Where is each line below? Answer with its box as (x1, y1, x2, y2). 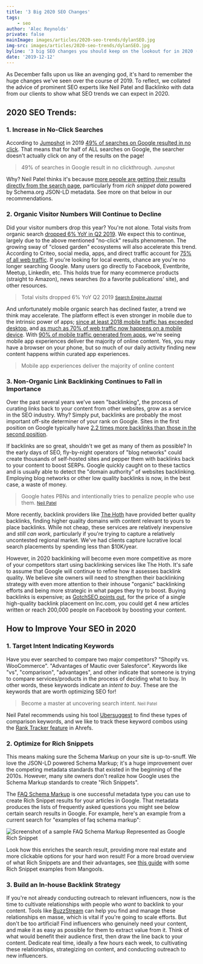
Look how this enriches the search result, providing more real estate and (6, 846, 187, 853)
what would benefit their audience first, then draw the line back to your (6, 933, 183, 940)
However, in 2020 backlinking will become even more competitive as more (6, 555, 192, 562)
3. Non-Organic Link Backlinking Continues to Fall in (6, 377, 163, 385)
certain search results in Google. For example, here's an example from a (6, 810, 186, 817)
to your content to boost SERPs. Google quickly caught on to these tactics (6, 461, 190, 469)
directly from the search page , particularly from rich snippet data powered (6, 182, 192, 190)
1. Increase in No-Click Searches (6, 125, 104, 134)
